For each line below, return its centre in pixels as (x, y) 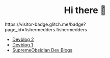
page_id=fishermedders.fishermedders (46, 29)
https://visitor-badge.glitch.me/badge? (45, 24)
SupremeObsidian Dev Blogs (42, 50)
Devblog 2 (23, 39)
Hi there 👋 (85, 10)
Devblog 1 (23, 44)
